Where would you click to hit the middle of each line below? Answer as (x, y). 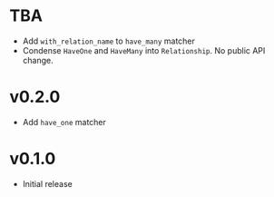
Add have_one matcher (64, 122)
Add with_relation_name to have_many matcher (108, 41)
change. (38, 60)
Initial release (47, 183)
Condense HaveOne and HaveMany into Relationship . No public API (144, 50)
